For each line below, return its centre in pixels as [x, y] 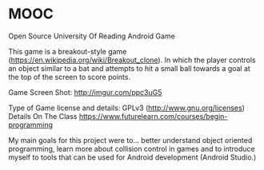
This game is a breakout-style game [68, 51]
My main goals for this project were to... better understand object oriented [130, 140]
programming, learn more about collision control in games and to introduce [132, 148]
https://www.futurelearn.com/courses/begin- [153, 116]
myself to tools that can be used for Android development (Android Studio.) [132, 157]
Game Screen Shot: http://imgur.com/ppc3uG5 [85, 92]
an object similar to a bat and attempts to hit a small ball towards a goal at [129, 68]
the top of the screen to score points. [69, 77]
